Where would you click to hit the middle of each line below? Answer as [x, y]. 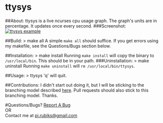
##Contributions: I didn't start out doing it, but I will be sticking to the [75, 85]
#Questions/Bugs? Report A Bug [38, 105]
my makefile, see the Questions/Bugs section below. [58, 46]
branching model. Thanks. [31, 95]
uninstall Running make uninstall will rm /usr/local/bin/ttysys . [70, 66]
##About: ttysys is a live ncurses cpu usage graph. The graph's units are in [81, 21]
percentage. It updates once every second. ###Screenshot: [66, 26]
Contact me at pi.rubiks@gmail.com [41, 115]
